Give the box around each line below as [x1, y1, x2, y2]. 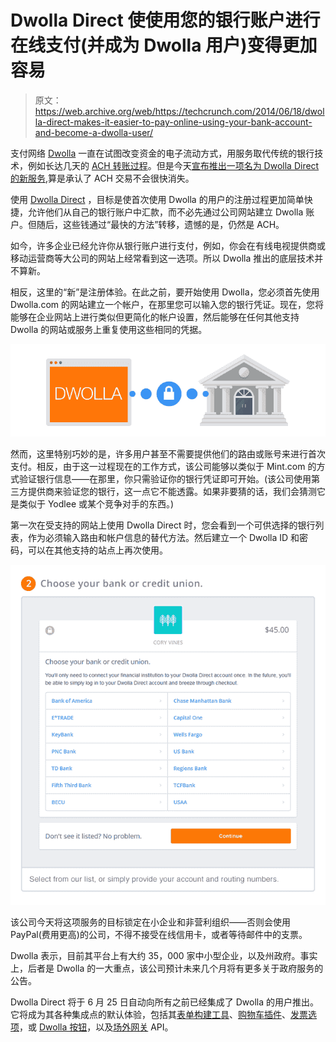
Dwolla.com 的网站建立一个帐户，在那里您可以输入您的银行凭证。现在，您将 [10, 298, 324, 310]
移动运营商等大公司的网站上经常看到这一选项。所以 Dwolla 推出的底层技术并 [10, 252, 324, 264]
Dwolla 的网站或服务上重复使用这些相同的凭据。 [10, 323, 208, 335]
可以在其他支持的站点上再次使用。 [27, 544, 168, 556]
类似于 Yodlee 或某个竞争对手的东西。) [18, 498, 175, 510]
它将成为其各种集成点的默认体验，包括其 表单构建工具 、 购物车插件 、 [10, 1009, 291, 1021]
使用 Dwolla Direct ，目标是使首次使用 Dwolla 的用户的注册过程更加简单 [10, 193, 305, 205]
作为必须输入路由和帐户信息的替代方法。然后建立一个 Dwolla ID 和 [27, 532, 300, 544]
